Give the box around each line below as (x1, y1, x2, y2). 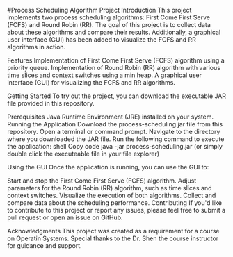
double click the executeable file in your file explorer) (7, 149, 160, 158)
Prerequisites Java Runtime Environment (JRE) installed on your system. (7, 113, 214, 121)
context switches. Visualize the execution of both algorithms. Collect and (7, 191, 216, 199)
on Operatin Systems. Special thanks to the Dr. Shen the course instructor (7, 234, 219, 242)
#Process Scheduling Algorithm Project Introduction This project (7, 6, 192, 14)
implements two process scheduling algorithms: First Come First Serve (7, 13, 211, 22)
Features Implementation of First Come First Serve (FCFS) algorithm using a (7, 56, 225, 65)
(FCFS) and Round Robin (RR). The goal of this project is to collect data (7, 21, 211, 28)
